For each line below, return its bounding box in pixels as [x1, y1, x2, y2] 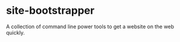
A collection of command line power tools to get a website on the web [6, 23, 174, 30]
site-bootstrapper [6, 4, 95, 17]
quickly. [6, 29, 25, 36]
